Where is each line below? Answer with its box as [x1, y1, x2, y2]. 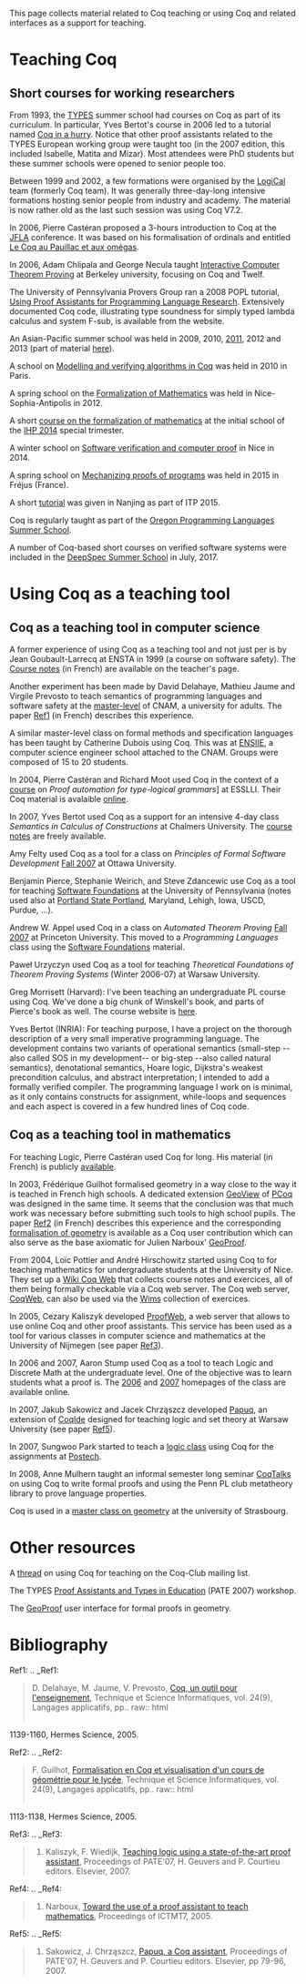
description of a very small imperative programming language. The [9, 1033, 260, 1043]
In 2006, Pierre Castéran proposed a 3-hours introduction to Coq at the [9, 222, 277, 233]
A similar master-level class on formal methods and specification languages [9, 727, 294, 738]
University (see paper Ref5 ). [9, 1423, 116, 1434]
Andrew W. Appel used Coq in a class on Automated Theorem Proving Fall [9, 922, 288, 932]
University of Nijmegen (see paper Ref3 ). [9, 1339, 164, 1350]
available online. [9, 1386, 70, 1397]
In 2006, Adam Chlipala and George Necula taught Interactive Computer [9, 259, 280, 270]
